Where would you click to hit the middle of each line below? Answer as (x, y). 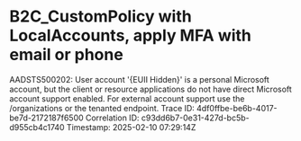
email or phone (66, 55)
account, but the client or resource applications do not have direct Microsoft (151, 89)
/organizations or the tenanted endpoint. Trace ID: (102, 108)
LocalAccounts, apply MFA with (131, 35)
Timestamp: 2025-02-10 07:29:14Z (131, 127)
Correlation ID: (112, 118)
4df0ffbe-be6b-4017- (237, 108)
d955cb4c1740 (37, 127)
